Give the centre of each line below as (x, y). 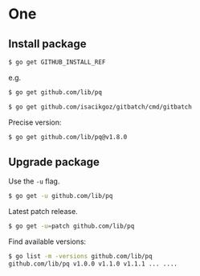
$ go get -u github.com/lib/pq (61, 196)
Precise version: (35, 122)
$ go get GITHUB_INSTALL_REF (57, 62)
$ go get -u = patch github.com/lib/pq (71, 226)
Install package (47, 44)
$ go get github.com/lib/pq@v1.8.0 (68, 137)
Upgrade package (54, 162)
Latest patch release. (43, 212)
